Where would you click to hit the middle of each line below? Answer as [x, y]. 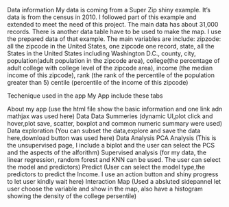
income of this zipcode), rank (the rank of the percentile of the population [111, 75]
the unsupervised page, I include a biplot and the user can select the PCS [111, 145]
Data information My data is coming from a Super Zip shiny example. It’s [109, 10]
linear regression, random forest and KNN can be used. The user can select [114, 160]
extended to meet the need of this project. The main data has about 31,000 [113, 24]
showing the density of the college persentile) [72, 196]
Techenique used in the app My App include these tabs [85, 96]
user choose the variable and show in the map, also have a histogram [105, 189]
